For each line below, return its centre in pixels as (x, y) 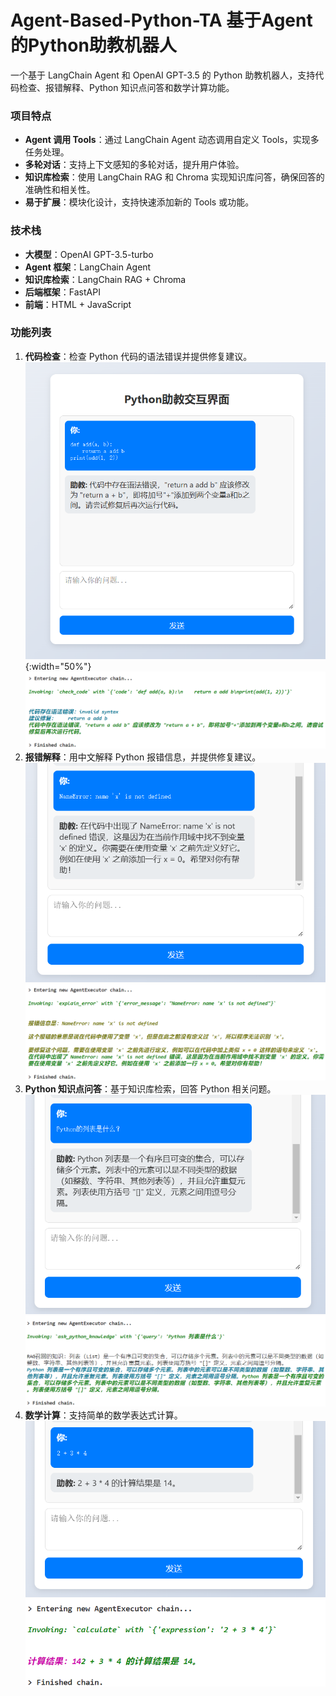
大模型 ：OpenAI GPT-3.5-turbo (89, 254)
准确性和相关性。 (60, 190)
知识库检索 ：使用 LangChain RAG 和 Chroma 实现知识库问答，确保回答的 (174, 177)
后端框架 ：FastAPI (62, 292)
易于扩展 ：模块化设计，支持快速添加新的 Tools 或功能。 (139, 202)
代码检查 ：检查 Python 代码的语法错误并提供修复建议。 (138, 356)
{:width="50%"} (58, 667)
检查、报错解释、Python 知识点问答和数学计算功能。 (126, 87)
